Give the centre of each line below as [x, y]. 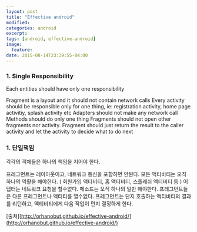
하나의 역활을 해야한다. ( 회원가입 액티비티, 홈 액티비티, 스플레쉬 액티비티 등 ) [94, 182]
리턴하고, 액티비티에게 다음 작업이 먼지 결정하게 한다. [73, 204]
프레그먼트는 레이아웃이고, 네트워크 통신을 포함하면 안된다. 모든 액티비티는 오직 [96, 174]
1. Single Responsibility [40, 76]
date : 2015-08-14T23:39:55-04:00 [47, 55]
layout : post [22, 11]
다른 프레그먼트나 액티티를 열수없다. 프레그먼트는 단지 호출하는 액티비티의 [96, 196]
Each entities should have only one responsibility [65, 88]
